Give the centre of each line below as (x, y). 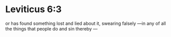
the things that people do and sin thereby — (52, 28)
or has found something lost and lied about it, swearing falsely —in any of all (86, 23)
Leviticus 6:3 (34, 9)
